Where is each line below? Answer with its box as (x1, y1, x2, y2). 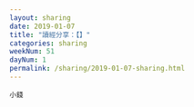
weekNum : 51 (9, 47, 55, 56)
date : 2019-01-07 (9, 22, 76, 31)
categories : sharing (9, 38, 88, 48)
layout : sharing (9, 13, 71, 23)
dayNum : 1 (9, 55, 47, 64)
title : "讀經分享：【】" (9, 30, 91, 39)
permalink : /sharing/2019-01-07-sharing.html (9, 64, 185, 73)
